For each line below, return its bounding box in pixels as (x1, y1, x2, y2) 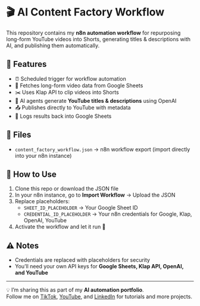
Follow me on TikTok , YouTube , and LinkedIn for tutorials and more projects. (6, 293, 192, 300)
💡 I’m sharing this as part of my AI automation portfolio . (6, 286, 144, 293)
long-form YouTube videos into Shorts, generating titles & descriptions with (6, 35, 191, 42)
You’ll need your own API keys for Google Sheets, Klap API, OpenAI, (14, 263, 184, 270)
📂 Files (6, 130, 32, 140)
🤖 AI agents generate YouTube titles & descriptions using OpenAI (14, 97, 177, 104)
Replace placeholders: (14, 198, 70, 205)
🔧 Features (6, 59, 47, 69)
